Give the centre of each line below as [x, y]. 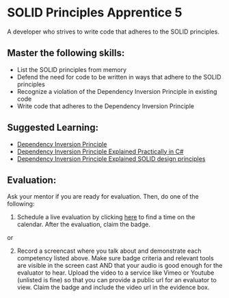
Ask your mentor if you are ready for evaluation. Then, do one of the [103, 197]
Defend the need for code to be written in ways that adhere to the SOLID [119, 77]
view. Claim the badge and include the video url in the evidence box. [113, 287]
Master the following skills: [66, 53]
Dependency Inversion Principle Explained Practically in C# [100, 151]
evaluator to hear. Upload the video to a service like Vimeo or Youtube [116, 273]
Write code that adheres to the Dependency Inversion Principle [106, 106]
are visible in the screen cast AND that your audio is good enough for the [120, 266]
